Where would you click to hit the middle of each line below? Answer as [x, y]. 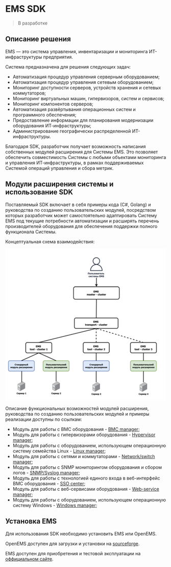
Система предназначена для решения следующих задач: [68, 66]
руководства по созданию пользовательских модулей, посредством [81, 210]
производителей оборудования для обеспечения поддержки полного [81, 226]
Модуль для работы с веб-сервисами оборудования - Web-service [86, 489]
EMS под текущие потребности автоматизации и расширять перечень [82, 221]
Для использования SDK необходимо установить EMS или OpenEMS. [81, 534]
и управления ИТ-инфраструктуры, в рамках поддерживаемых [75, 163]
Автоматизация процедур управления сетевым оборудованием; [83, 82]
